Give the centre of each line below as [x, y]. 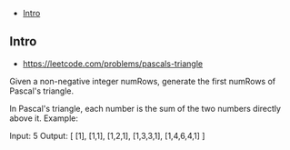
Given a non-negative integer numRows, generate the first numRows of [143, 81]
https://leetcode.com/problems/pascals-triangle [112, 64]
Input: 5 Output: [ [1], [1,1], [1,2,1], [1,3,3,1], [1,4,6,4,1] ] [107, 135]
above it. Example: [44, 118]
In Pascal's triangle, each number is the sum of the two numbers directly [145, 108]
